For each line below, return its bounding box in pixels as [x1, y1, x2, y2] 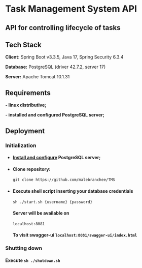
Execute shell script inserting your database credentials [12, 188, 133, 194]
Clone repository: [12, 166, 51, 172]
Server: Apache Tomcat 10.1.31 [5, 74, 70, 80]
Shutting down [5, 245, 42, 252]
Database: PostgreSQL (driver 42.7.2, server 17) [5, 64, 106, 70]
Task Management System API [5, 3, 137, 15]
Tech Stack [5, 40, 42, 49]
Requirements [5, 88, 51, 97]
